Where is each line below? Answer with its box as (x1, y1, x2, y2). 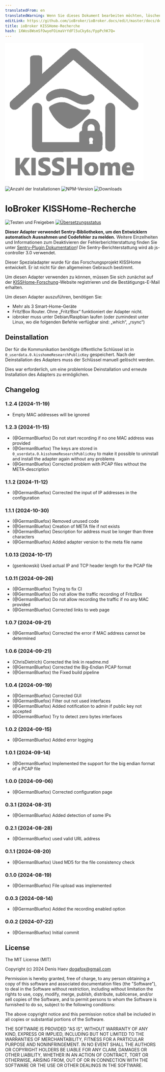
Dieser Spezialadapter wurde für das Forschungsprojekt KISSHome (5, 259, 141, 265)
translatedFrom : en (5, 8, 45, 13)
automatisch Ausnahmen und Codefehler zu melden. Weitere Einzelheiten (5, 234, 158, 240)
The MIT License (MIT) (5, 957, 52, 963)
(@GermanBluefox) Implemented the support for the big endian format (12, 760, 155, 766)
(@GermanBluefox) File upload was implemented (12, 883, 112, 888)
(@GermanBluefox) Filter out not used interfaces (12, 697, 111, 704)
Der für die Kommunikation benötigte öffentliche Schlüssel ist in (5, 346, 134, 352)
